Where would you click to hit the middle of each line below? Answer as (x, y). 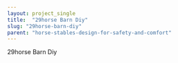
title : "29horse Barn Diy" (48, 20)
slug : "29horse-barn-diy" (44, 26)
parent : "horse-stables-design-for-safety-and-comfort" (89, 33)
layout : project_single (42, 13)
